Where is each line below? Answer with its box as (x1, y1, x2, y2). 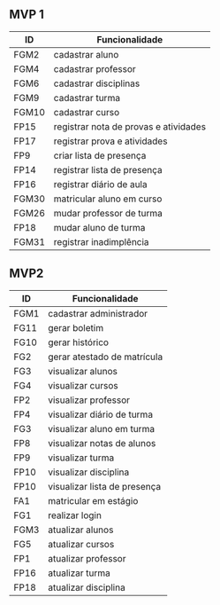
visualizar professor (48, 394, 131, 406)
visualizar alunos (48, 365, 118, 377)
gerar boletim (48, 321, 104, 334)
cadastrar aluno (53, 48, 119, 60)
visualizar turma (48, 452, 115, 464)
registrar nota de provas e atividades (53, 120, 206, 132)
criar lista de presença (53, 149, 147, 161)
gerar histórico (48, 336, 109, 349)
